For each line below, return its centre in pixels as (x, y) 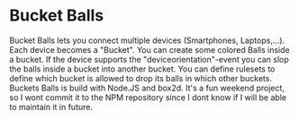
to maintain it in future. (51, 106)
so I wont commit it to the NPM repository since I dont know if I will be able (148, 97)
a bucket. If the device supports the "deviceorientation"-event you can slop (149, 59)
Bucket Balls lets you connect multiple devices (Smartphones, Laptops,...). (147, 40)
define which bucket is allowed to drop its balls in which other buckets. (141, 78)
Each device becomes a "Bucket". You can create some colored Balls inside (149, 49)
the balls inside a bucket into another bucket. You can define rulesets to (142, 69)
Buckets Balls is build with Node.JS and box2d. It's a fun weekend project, (147, 88)
